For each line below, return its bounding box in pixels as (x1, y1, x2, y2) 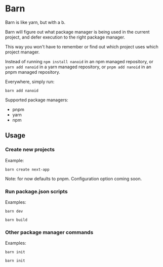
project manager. (5, 49, 40, 55)
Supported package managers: (5, 97, 68, 103)
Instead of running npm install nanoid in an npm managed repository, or (5, 58, 154, 64)
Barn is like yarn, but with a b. (5, 19, 66, 25)
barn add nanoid (5, 88, 39, 93)
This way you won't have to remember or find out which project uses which (5, 44, 159, 49)
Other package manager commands (5, 228, 94, 235)
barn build (5, 217, 28, 222)
